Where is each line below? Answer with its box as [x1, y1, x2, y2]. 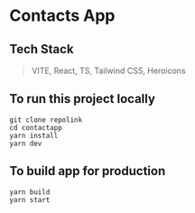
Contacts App [9, 5, 116, 26]
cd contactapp [9, 123, 63, 132]
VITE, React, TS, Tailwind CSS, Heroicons [31, 65, 187, 76]
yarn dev [9, 139, 42, 148]
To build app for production [9, 163, 166, 179]
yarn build [9, 187, 51, 197]
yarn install [9, 131, 59, 140]
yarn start [9, 195, 51, 204]
